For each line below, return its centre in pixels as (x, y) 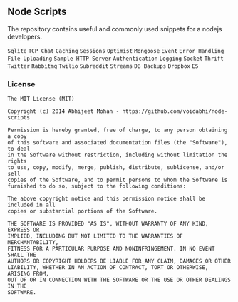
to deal (19, 149)
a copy (17, 136)
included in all (31, 205)
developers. (25, 36)
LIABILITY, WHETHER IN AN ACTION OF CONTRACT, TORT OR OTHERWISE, (108, 268)
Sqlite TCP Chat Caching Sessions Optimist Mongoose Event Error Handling (116, 51)
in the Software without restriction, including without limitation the (118, 155)
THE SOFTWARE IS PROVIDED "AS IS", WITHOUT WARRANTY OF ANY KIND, (108, 224)
